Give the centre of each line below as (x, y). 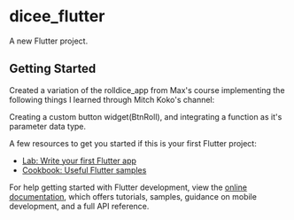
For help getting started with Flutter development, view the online (128, 187)
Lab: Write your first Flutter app (79, 161)
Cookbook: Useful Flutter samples (84, 169)
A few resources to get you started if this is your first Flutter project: (133, 143)
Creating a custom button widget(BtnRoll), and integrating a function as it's (146, 116)
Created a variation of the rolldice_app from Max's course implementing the (147, 90)
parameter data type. (48, 126)
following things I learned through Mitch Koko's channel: (112, 99)
